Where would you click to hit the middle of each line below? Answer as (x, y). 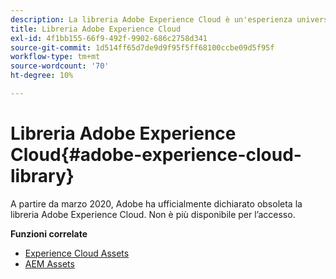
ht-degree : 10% (42, 76)
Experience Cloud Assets (77, 253)
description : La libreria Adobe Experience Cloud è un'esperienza (151, 19)
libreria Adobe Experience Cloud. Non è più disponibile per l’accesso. (153, 214)
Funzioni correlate (49, 233)
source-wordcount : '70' (60, 66)
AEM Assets (49, 263)
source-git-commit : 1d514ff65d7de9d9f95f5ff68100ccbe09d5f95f (142, 47)
